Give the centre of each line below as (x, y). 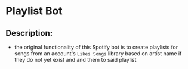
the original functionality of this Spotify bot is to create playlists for (96, 47)
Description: (29, 33)
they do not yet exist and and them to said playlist (75, 60)
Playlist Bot (34, 11)
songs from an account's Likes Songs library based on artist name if (98, 54)
